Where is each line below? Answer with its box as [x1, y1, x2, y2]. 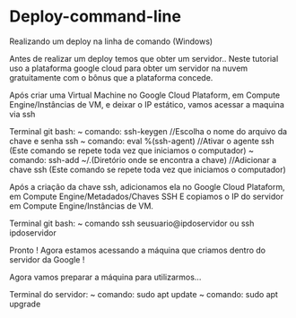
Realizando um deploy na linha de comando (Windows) [9, 36, 213, 47]
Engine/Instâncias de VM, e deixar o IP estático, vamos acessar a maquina [9, 99, 284, 109]
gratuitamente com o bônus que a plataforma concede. [9, 72, 213, 82]
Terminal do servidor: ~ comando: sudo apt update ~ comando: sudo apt [9, 288, 278, 299]
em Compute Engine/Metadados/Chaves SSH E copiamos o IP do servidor [9, 191, 284, 202]
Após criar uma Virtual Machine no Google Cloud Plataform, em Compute [9, 90, 281, 100]
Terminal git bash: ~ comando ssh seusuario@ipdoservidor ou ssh [9, 218, 255, 228]
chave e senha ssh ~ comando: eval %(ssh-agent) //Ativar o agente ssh [9, 135, 275, 146]
